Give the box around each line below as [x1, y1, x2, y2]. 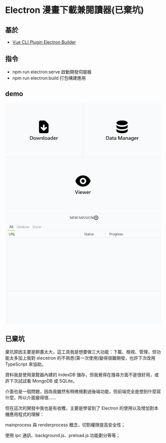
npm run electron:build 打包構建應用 [12, 75, 86, 81]
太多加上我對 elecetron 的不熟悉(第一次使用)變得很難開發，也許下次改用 [9, 355, 156, 361]
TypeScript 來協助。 [5, 361, 46, 367]
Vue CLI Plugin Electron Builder [12, 39, 76, 45]
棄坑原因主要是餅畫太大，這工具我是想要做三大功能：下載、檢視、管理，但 [5, 348, 157, 354]
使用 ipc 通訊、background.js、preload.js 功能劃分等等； [5, 432, 121, 438]
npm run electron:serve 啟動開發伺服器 [12, 69, 92, 75]
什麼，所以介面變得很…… [5, 394, 56, 400]
